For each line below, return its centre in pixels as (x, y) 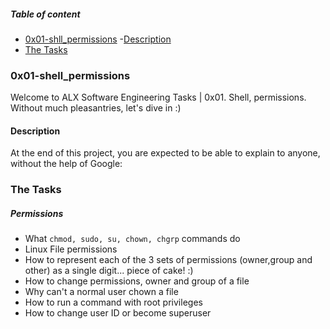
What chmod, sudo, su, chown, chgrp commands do (132, 239)
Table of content (45, 14)
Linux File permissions (71, 249)
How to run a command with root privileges (113, 302)
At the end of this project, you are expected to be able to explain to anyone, (165, 153)
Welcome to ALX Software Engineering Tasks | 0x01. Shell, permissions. (158, 97)
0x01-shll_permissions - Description (98, 39)
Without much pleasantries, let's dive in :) (96, 108)
